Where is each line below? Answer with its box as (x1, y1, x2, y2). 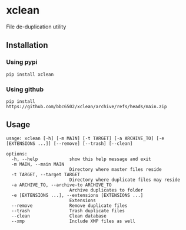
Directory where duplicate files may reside (69, 177, 181, 183)
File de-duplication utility (6, 23, 67, 30)
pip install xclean (6, 72, 54, 77)
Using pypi (6, 58, 38, 66)
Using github (6, 85, 44, 93)
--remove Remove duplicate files (11, 202, 128, 209)
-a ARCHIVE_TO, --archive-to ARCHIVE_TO (11, 182, 112, 188)
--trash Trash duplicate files (11, 208, 125, 213)
